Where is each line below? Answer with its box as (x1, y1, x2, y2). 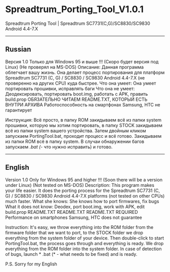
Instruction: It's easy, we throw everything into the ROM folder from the (5, 224, 154, 230)
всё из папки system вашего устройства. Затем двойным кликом (5, 128, 146, 134)
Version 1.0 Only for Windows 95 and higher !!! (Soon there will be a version (5, 176, 163, 183)
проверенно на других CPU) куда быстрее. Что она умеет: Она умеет (5, 80, 156, 86)
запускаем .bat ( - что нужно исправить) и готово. (5, 143, 113, 150)
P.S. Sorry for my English (5, 261, 57, 267)
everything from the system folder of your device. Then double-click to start (5, 235, 164, 241)
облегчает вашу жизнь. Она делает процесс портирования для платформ (5, 69, 165, 75)
